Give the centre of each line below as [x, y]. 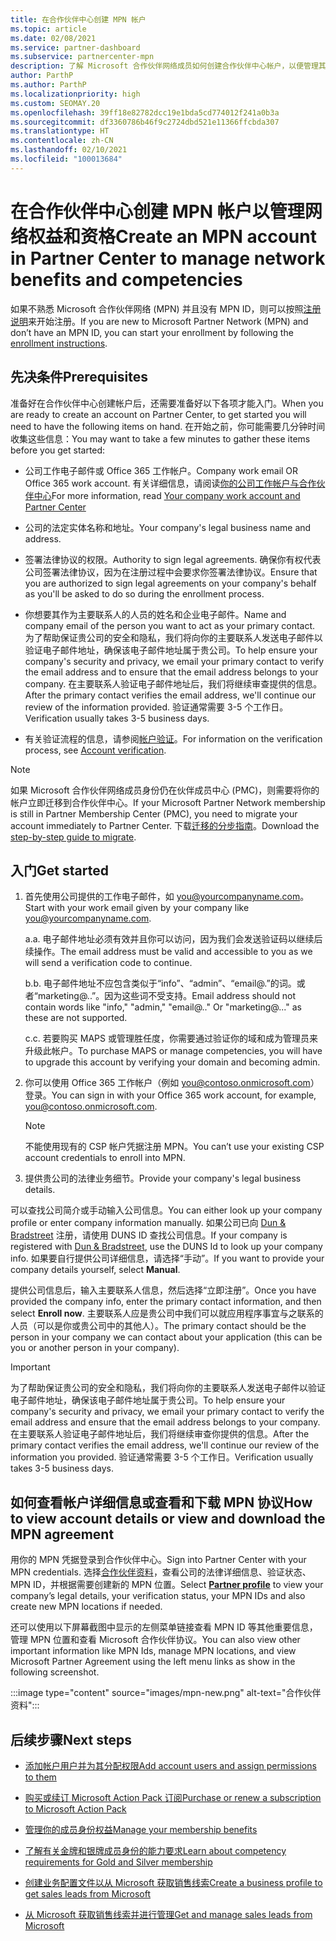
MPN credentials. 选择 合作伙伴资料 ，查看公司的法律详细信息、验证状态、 [161, 1572]
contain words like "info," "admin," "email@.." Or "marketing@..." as [163, 1007]
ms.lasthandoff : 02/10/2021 [69, 150]
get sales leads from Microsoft [87, 1893]
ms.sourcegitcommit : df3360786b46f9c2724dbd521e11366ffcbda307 [145, 122]
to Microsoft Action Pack [75, 1808]
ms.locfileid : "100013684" [66, 159]
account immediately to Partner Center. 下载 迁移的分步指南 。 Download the [165, 825]
